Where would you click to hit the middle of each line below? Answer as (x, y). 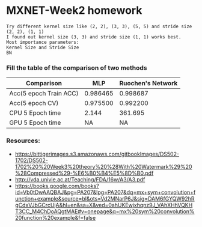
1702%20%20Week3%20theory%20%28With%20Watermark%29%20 (103, 166)
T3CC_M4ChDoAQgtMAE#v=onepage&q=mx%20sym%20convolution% (105, 211)
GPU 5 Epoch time (35, 123)
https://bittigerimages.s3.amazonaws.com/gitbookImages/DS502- (97, 154)
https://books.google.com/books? (57, 186)
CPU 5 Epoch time (35, 113)
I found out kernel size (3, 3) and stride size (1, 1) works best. (94, 37)
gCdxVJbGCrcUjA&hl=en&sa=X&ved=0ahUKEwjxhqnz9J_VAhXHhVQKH (104, 205)
